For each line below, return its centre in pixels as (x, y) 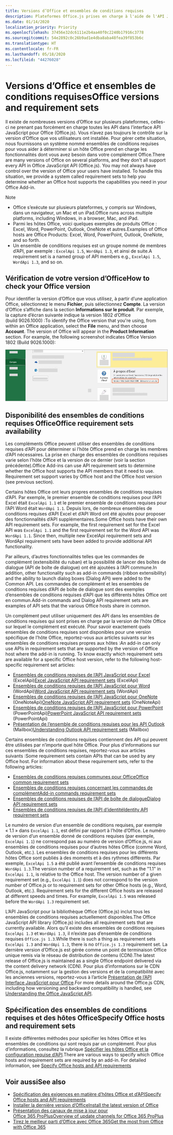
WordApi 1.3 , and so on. (38, 262)
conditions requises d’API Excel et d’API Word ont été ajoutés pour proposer (85, 514)
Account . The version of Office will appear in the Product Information (80, 331)
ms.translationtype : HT (31, 44)
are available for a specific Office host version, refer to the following (77, 660)
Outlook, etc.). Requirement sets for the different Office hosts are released (84, 891)
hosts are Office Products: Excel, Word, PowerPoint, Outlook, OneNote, (88, 235)
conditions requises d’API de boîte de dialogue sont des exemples (75, 590)
